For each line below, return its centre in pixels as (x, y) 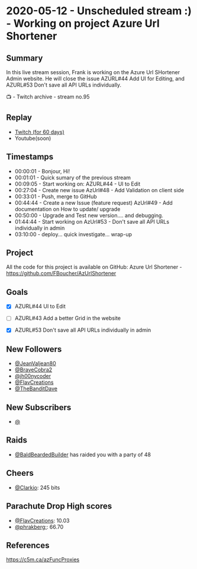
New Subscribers (39, 407)
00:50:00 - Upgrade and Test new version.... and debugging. (89, 215)
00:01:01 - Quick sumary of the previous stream (73, 177)
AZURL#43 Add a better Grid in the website (68, 318)
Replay (19, 118)
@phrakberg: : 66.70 (39, 527)
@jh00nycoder (33, 376)
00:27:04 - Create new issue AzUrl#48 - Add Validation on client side (99, 190)
